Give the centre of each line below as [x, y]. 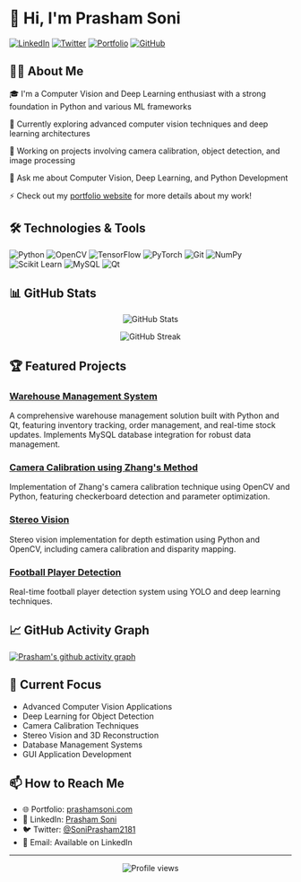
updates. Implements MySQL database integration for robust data [130, 435]
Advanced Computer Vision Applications [97, 706]
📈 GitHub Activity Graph [79, 630]
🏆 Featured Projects [68, 366]
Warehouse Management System [84, 396]
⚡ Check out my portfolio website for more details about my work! [131, 196]
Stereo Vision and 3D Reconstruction [90, 735]
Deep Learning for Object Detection [88, 716]
